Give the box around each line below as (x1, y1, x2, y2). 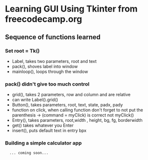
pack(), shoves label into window (12, 63, 78, 69)
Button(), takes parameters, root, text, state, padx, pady (12, 102, 123, 108)
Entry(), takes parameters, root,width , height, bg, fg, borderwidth (12, 117, 143, 123)
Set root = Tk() (5, 47, 40, 54)
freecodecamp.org (5, 14, 82, 25)
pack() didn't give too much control (5, 81, 89, 87)
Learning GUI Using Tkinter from (5, 3, 138, 15)
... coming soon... (9, 151, 49, 156)
